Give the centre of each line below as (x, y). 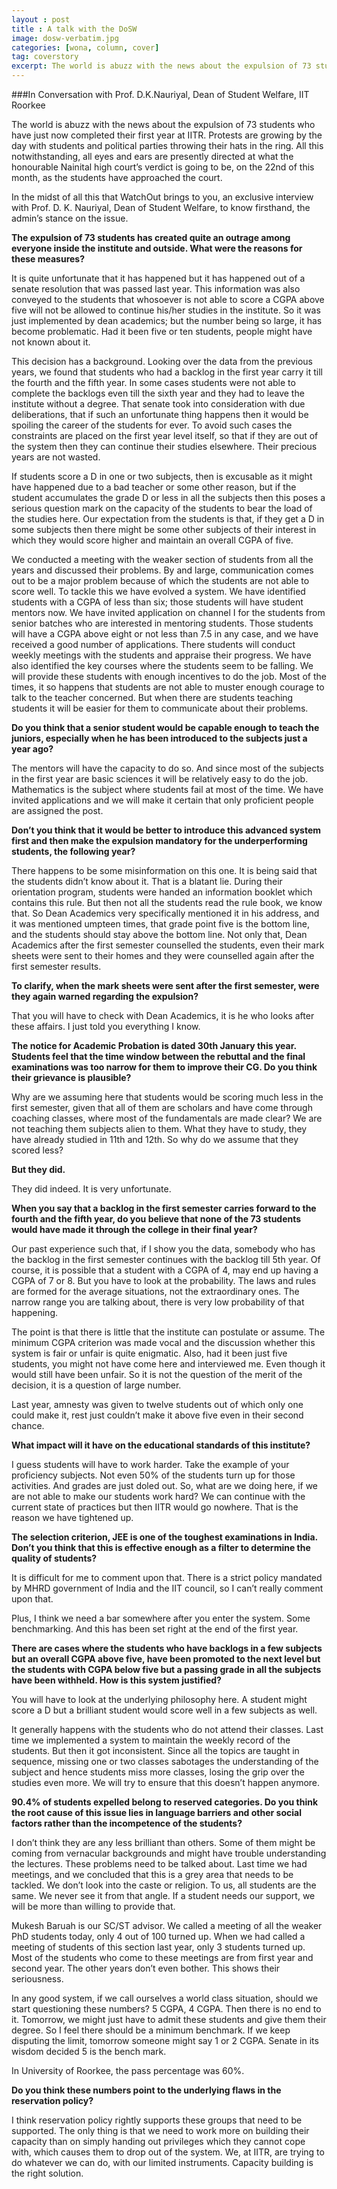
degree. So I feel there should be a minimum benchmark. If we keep (151, 2030)
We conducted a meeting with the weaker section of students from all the (162, 559)
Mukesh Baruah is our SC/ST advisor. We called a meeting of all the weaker (167, 1925)
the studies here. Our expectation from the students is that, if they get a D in (168, 519)
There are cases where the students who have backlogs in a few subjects (167, 1648)
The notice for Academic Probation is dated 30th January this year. (154, 1045)
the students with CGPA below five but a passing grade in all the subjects (166, 1669)
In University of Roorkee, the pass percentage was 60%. (128, 2070)
